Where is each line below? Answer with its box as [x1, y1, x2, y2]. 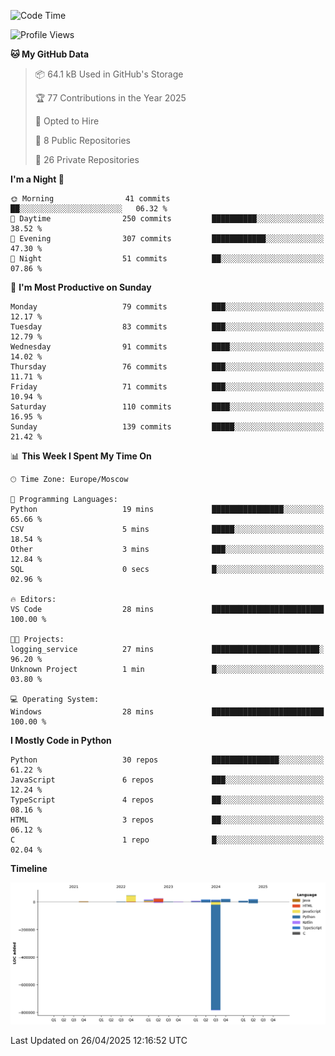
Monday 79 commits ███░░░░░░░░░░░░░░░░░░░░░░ [10, 302, 325, 312]
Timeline [10, 863, 48, 874]
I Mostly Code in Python [10, 735, 112, 746]
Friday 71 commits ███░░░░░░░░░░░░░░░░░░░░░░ [10, 382, 325, 392]
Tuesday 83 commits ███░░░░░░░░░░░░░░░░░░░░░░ [10, 322, 325, 332]
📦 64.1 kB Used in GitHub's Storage [34, 68, 184, 80]
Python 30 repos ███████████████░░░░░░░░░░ [10, 755, 325, 765]
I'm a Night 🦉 [10, 173, 65, 185]
